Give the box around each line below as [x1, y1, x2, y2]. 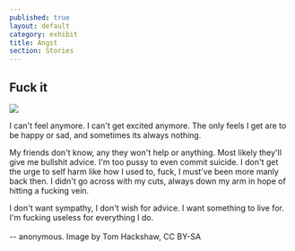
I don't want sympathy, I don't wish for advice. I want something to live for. [9, 203, 284, 213]
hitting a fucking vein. [9, 185, 90, 195]
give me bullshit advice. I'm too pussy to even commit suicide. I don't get [9, 156, 279, 167]
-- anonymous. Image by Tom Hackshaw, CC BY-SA [9, 230, 202, 242]
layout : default [9, 22, 70, 30]
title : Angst [9, 38, 58, 48]
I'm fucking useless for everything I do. [9, 212, 154, 222]
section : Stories [9, 47, 74, 56]
